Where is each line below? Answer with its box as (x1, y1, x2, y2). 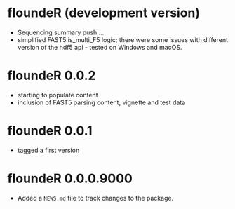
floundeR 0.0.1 (7, 123, 93, 139)
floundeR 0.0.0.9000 (7, 170, 133, 187)
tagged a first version (17, 146, 80, 154)
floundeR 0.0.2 (7, 68, 96, 83)
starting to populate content (17, 90, 98, 99)
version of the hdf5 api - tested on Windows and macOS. (17, 43, 182, 51)
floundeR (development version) (7, 5, 201, 21)
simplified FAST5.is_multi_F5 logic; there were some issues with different (17, 35, 229, 43)
